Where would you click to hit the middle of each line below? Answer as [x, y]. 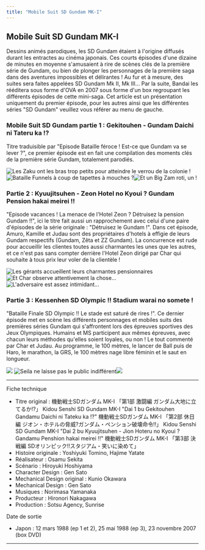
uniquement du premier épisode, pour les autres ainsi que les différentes [98, 103]
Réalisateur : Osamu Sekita [49, 459]
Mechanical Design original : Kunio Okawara [71, 479]
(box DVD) [28, 535]
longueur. [18, 359]
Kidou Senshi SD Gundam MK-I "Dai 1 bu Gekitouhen [109, 409]
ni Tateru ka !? [28, 133]
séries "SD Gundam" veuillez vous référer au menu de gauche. [85, 110]
